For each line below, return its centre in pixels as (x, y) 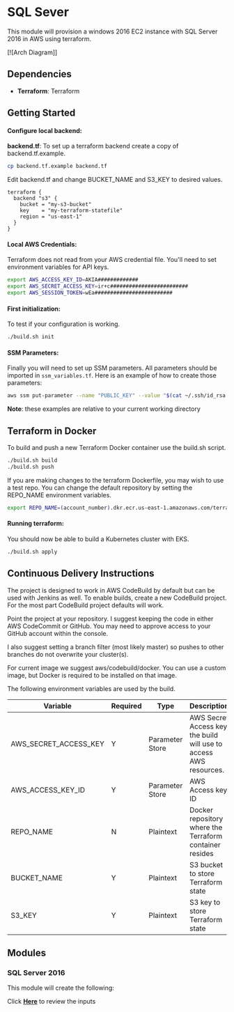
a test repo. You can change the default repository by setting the (100, 488)
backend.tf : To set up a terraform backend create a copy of (93, 146)
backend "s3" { (36, 198)
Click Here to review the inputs (52, 1002)
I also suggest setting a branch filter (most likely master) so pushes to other (116, 647)
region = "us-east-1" (51, 217)
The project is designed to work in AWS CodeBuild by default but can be (111, 590)
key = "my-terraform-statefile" (71, 211)
